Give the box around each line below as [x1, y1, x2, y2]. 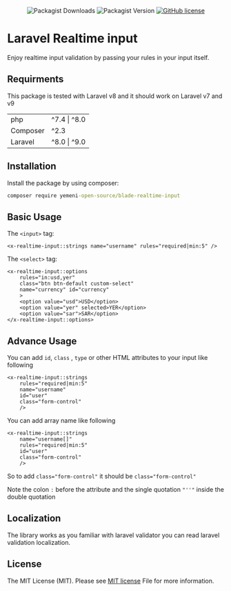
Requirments [7, 73, 64, 86]
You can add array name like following [7, 417, 116, 425]
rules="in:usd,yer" [19, 274, 76, 281]
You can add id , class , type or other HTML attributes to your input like [7, 354, 208, 362]
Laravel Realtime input [7, 31, 138, 46]
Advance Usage [7, 335, 77, 347]
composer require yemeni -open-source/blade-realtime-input [7, 192, 181, 199]
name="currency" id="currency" [19, 286, 110, 293]
